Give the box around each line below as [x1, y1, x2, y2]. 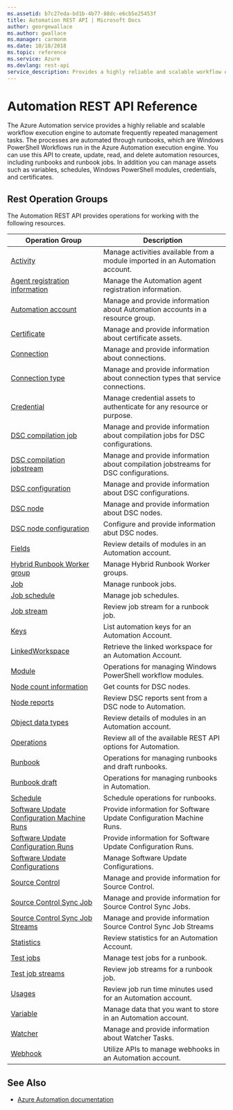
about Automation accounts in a [103, 305, 207, 314]
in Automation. [103, 782, 150, 791]
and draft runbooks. [103, 762, 168, 772]
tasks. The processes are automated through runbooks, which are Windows [7, 136, 224, 145]
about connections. [103, 353, 166, 363]
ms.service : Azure [7, 56, 60, 63]
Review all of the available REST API [103, 733, 220, 743]
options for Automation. [103, 742, 180, 752]
